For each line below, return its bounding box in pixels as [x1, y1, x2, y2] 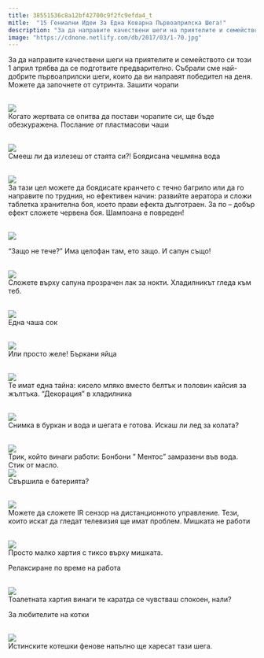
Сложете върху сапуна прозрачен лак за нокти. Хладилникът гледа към [8, 278, 251, 287]
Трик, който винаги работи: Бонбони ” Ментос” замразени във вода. [8, 452, 238, 461]
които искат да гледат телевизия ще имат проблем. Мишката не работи [8, 516, 251, 526]
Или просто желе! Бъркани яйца [8, 349, 117, 359]
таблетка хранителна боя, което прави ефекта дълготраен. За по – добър [8, 200, 255, 209]
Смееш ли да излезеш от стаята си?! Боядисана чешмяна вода [8, 151, 221, 161]
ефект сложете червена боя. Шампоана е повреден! [8, 208, 185, 217]
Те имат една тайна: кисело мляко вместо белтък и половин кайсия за [8, 381, 247, 390]
